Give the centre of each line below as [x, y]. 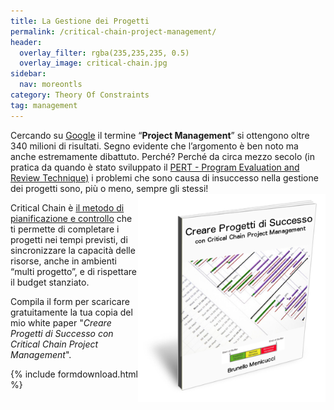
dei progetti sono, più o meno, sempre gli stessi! [109, 188]
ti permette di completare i [65, 229]
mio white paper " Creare [61, 322]
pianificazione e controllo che [71, 218]
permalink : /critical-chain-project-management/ [113, 31]
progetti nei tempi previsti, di [69, 239]
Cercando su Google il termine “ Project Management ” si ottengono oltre [160, 135]
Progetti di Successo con [62, 333]
